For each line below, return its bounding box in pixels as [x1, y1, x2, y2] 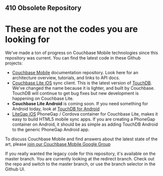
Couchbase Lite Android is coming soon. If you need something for [12, 101, 148, 107]
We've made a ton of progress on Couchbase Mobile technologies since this [5, 50, 158, 56]
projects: [5, 60, 23, 66]
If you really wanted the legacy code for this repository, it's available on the [5, 151, 156, 156]
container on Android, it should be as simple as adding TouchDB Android [12, 121, 158, 127]
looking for [5, 34, 50, 45]
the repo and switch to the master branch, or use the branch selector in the [5, 161, 156, 167]
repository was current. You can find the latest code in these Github [5, 55, 141, 61]
